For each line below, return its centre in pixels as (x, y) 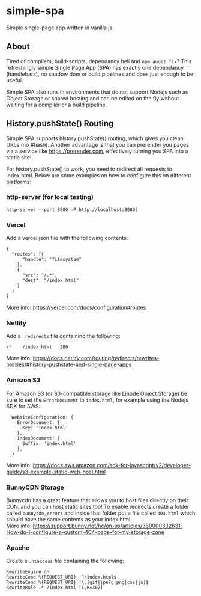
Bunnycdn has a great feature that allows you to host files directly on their (97, 500)
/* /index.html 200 (37, 347)
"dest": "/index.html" (50, 281)
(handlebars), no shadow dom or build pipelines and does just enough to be (100, 74)
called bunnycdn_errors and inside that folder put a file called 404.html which (101, 513)
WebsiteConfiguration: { (43, 417)
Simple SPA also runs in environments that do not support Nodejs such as (97, 92)
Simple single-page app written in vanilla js (59, 28)
